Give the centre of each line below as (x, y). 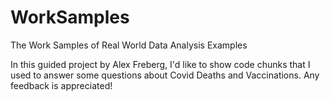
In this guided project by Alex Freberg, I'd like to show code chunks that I (160, 64)
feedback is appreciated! (61, 85)
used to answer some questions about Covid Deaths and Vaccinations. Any (165, 75)
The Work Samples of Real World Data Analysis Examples (129, 45)
